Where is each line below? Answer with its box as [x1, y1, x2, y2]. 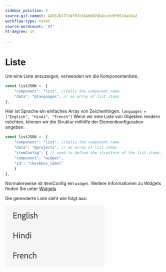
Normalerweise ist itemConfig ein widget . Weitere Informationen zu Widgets [5, 180, 161, 186]
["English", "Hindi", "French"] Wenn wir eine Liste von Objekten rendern [5, 113, 160, 119]
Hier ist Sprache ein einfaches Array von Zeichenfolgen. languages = [5, 108, 146, 114]
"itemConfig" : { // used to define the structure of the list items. [14, 150, 162, 155]
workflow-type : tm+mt [5, 18, 50, 23]
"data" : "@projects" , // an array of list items [14, 145, 117, 150]
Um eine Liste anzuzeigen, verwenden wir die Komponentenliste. [5, 73, 139, 79]
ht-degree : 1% [5, 29, 35, 34]
